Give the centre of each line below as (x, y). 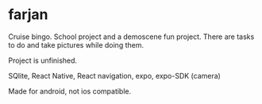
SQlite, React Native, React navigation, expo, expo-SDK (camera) (114, 75)
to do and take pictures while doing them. (76, 44)
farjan (28, 15)
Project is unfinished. (43, 60)
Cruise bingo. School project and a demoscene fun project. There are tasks (131, 37)
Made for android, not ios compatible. (70, 91)
